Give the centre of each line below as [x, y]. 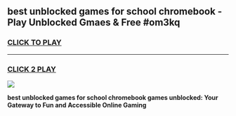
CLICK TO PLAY [34, 43]
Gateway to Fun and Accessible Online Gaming [77, 105]
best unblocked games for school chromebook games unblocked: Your [113, 97]
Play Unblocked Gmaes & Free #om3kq [94, 23]
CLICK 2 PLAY [32, 69]
